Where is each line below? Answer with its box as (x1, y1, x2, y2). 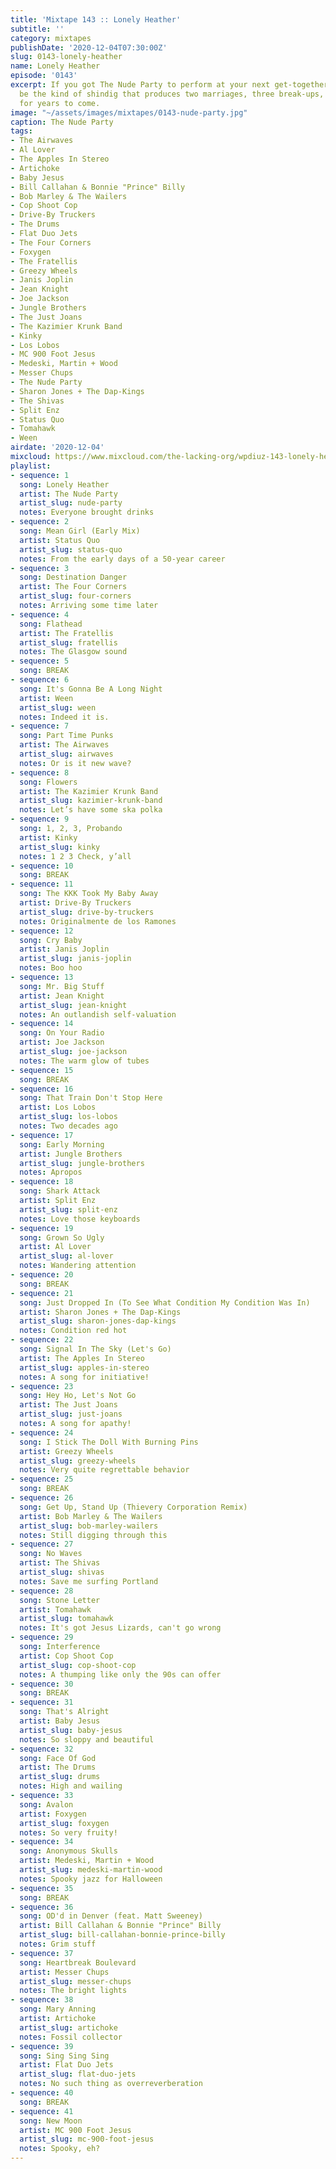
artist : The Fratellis (19, 628, 114, 638)
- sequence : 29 (10, 1632, 74, 1643)
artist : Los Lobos (19, 1102, 97, 1113)
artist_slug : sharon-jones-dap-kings (19, 1316, 177, 1326)
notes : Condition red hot (19, 1326, 128, 1336)
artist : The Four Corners (19, 582, 128, 592)
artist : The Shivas (19, 1558, 101, 1568)
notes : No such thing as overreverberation (19, 2079, 203, 2089)
